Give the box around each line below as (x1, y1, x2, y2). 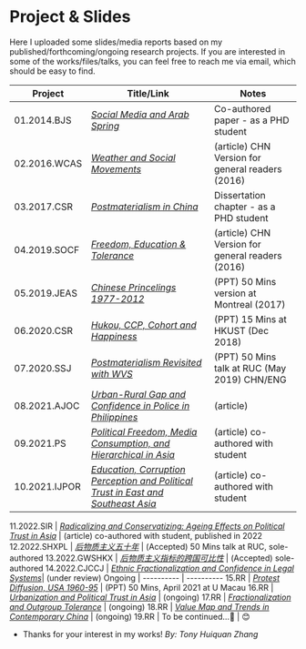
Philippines (90, 411, 138, 423)
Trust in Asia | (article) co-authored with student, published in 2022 (9, 530, 262, 541)
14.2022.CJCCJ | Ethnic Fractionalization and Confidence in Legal (45, 563, 294, 573)
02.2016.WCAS (14, 157, 83, 169)
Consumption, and (90, 437, 170, 450)
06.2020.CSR (14, 324, 74, 337)
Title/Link (127, 86, 170, 99)
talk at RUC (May (213, 361, 287, 374)
